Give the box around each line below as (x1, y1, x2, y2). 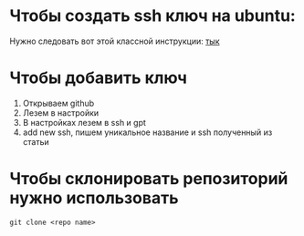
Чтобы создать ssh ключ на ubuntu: (9, 5, 297, 26)
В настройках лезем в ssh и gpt (22, 117, 146, 128)
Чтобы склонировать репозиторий (9, 169, 288, 190)
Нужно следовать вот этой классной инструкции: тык (9, 36, 220, 46)
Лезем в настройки (22, 107, 100, 118)
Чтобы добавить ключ (9, 67, 187, 88)
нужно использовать (9, 188, 179, 209)
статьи (22, 136, 50, 147)
